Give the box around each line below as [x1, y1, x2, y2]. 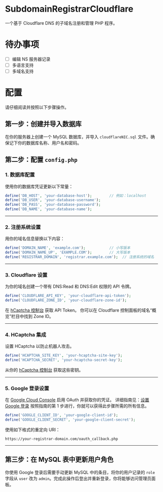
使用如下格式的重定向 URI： [5, 427, 61, 433]
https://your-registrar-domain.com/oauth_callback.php [5, 436, 118, 442]
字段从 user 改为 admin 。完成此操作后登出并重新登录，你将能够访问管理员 [5, 475, 152, 481]
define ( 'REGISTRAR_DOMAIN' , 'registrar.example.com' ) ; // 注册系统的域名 [5, 255, 154, 259]
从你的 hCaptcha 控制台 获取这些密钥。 [5, 367, 83, 373]
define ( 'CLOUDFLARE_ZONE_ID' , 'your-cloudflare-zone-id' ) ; [5, 298, 127, 303]
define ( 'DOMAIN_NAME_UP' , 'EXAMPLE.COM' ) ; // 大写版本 [5, 250, 130, 255]
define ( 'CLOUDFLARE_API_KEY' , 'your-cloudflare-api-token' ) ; [5, 294, 131, 298]
